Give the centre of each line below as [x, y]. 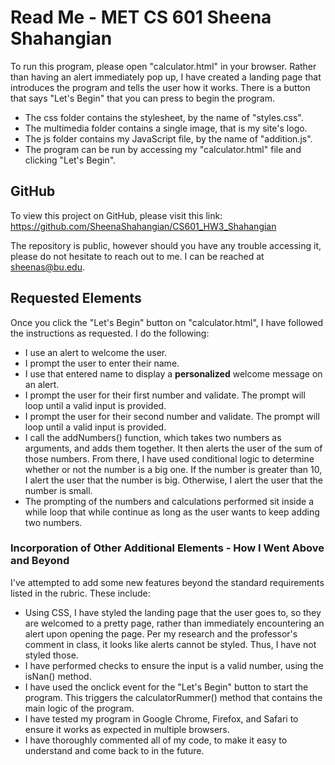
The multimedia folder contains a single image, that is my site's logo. [166, 128]
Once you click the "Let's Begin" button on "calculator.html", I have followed [167, 322]
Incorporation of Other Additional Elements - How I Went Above [167, 548]
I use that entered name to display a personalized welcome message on [173, 373]
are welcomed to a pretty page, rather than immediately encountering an [174, 623]
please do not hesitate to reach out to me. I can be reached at [137, 256]
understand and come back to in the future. [114, 750]
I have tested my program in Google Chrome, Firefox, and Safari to [161, 718]
